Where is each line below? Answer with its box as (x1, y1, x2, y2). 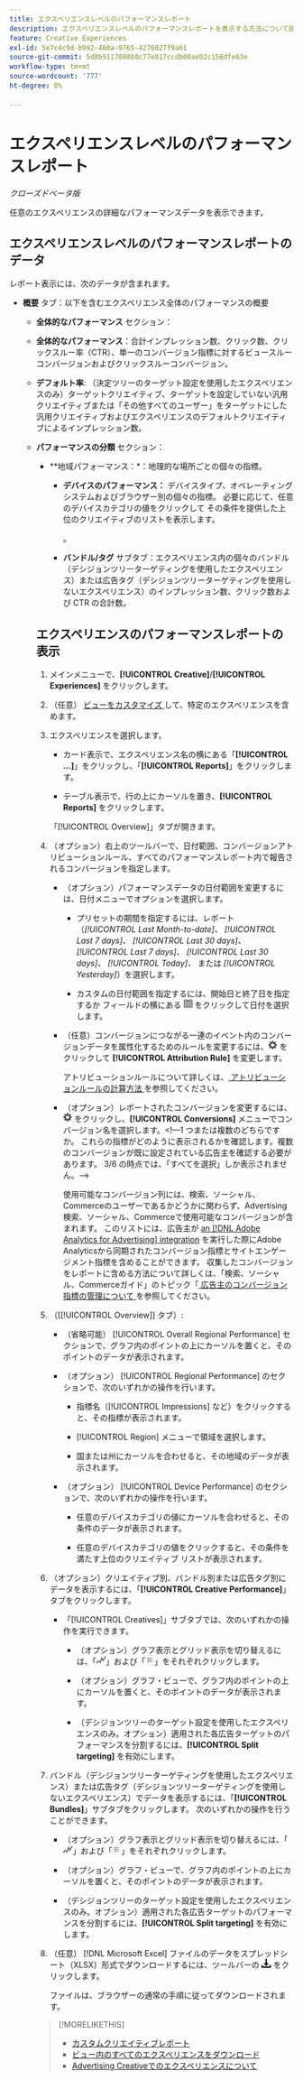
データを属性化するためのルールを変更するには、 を (87, 1041, 289, 1052)
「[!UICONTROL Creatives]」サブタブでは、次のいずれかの (62, 1614, 282, 1625)
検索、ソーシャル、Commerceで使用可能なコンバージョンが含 (62, 1212, 294, 1223)
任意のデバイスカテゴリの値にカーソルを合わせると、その (76, 1511, 290, 1522)
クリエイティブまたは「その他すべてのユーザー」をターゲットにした (35, 400, 288, 411)
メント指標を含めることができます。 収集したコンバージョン (70, 1257, 294, 1268)
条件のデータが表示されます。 (76, 1523, 187, 1534)
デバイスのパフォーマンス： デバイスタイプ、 (62, 480, 231, 491)
